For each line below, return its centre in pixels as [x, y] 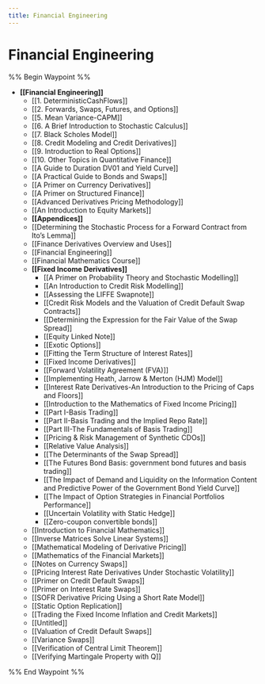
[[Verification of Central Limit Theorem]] [97, 648]
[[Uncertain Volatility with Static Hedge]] [109, 513]
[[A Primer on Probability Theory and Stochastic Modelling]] [141, 277]
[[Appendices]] [57, 218]
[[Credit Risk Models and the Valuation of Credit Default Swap [144, 303]
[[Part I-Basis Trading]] [81, 412]
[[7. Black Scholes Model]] [74, 134]
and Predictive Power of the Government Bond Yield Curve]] [141, 487]
